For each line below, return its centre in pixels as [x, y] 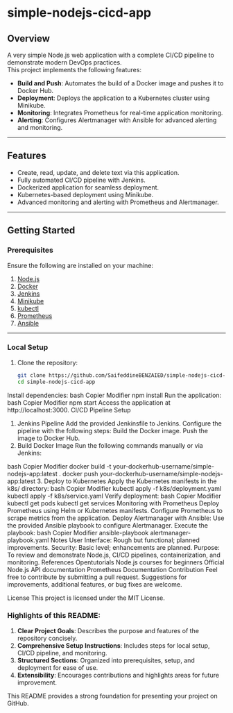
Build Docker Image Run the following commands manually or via [110, 445]
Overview [29, 39]
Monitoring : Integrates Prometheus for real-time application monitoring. [120, 113]
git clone [32, 375]
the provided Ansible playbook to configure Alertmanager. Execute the [107, 525]
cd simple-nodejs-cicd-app [56, 382]
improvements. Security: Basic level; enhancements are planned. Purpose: [113, 547]
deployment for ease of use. [58, 667]
